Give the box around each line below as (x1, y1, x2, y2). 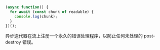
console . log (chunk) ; (14, 14, 58, 19)
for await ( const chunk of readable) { (10, 9, 94, 14)
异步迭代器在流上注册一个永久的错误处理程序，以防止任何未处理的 (5, 33, 143, 39)
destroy (5, 39, 21, 45)
